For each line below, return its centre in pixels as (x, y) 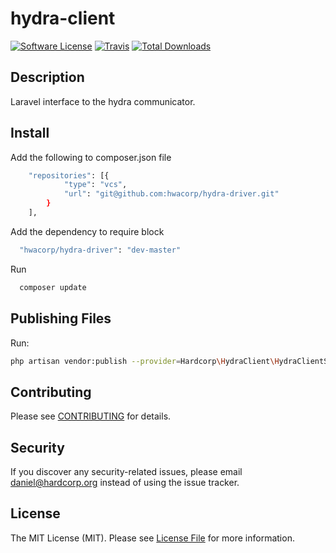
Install (30, 133)
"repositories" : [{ (69, 175)
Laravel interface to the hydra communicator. (103, 101)
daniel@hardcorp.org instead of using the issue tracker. (125, 482)
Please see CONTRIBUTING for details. (91, 416)
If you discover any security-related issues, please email (126, 471)
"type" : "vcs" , (95, 185)
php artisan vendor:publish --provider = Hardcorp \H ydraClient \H (145, 361)
